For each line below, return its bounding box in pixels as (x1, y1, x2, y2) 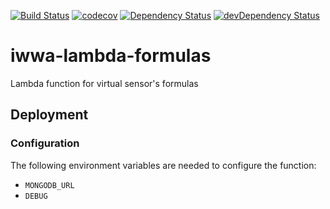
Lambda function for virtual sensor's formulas (10, 77, 199, 89)
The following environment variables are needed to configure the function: (10, 159, 317, 171)
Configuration (10, 136, 80, 150)
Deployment (10, 106, 89, 124)
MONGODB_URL (24, 180, 75, 190)
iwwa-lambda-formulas (10, 45, 212, 67)
